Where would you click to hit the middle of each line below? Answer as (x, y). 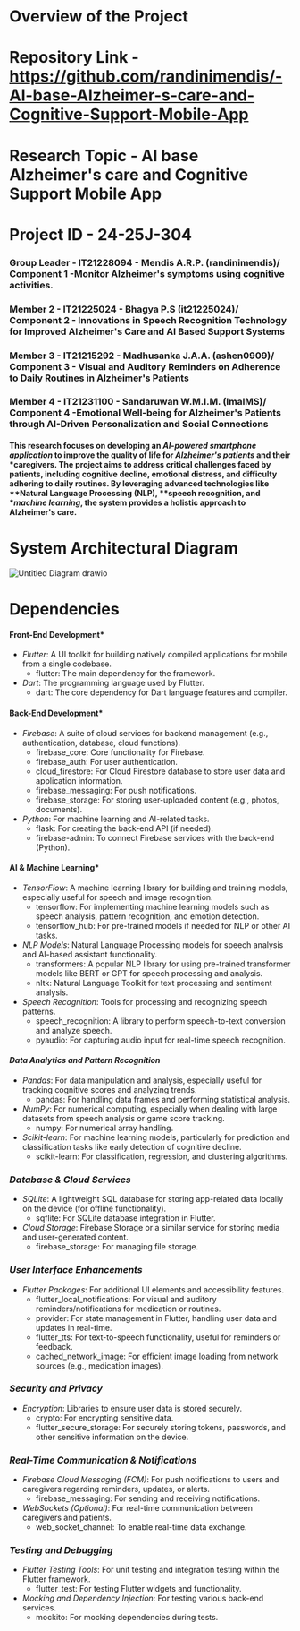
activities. (31, 285)
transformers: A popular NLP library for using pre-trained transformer (163, 964)
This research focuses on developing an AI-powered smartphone (133, 446)
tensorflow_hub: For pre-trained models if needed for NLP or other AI (163, 925)
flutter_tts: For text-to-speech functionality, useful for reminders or (158, 1337)
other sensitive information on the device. (112, 1437)
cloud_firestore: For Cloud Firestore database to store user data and (160, 771)
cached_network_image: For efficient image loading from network (157, 1356)
